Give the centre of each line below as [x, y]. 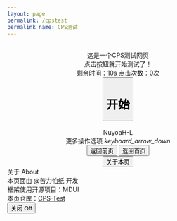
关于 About [23, 172]
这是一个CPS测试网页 [118, 55]
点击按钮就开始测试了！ [118, 64]
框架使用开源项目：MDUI [43, 190]
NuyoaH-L [118, 133]
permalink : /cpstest [38, 20]
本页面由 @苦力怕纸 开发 [43, 181]
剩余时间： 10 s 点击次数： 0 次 [118, 73]
